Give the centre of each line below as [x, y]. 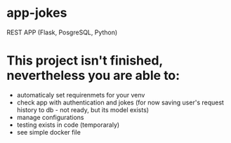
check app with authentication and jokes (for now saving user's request [120, 102]
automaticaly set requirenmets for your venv [81, 95]
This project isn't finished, [85, 61]
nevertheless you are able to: [93, 76]
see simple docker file [49, 132]
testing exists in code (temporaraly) [68, 125]
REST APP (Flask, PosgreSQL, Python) [62, 32]
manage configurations [50, 117]
